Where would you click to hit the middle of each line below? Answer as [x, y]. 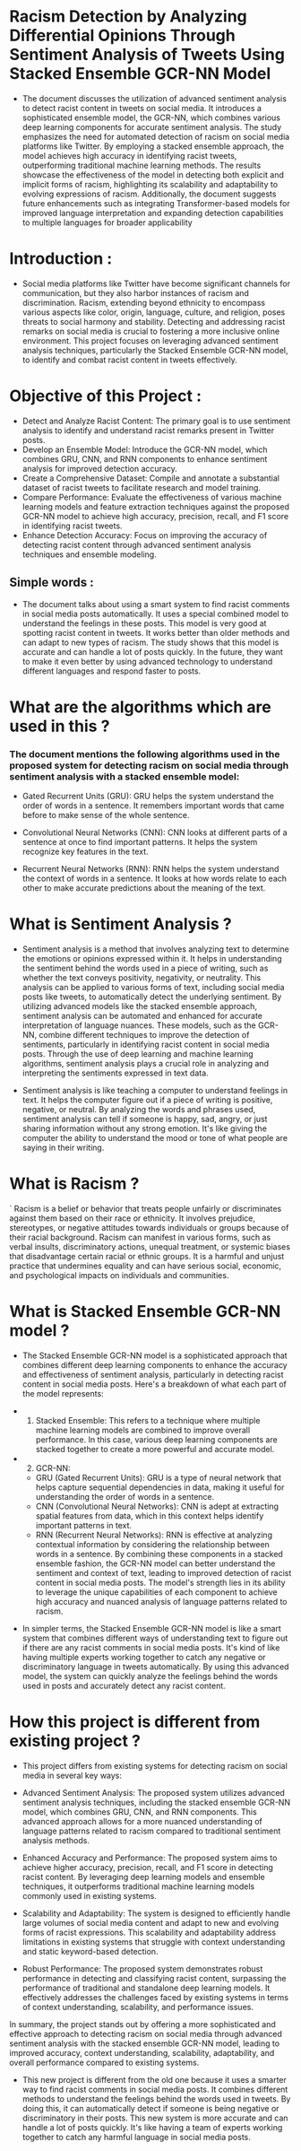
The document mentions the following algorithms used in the [145, 753]
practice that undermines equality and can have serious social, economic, [146, 1266]
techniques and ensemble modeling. [89, 554]
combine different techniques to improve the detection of [144, 1035]
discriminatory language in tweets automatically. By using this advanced [155, 1667]
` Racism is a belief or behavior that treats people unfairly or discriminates [146, 1208]
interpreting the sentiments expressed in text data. [115, 1073]
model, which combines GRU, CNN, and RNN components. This [139, 1811]
